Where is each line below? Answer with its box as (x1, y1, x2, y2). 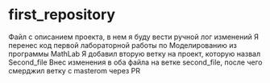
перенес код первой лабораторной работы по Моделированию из (8, 40, 238, 49)
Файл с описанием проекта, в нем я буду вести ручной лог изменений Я (8, 32, 260, 41)
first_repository (8, 6, 115, 24)
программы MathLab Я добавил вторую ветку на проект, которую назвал (8, 49, 261, 58)
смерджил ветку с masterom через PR (8, 65, 141, 75)
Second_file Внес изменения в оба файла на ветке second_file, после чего (8, 57, 263, 67)
